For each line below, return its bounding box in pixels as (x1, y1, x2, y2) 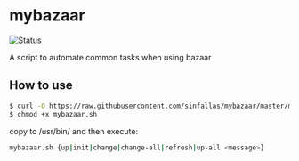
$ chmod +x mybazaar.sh (9, 109, 98, 118)
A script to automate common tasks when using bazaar (9, 52, 212, 62)
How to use (9, 77, 73, 93)
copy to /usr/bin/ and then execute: (9, 125, 139, 136)
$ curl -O (9, 101, 46, 110)
